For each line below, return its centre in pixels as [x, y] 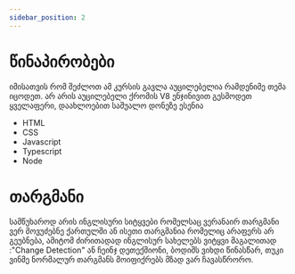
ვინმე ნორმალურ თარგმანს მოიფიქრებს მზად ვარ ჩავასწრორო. [131, 259]
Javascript [41, 141]
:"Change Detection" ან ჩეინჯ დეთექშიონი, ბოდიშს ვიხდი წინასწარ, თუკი [147, 250]
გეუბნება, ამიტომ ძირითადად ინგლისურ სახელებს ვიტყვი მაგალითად [143, 240]
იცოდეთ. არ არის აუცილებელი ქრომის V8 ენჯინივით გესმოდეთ [131, 95]
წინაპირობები [62, 61]
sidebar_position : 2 [48, 17]
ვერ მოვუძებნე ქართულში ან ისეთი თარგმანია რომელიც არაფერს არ [142, 231]
